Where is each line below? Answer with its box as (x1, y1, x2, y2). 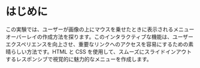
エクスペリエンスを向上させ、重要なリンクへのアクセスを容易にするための (5, 41, 189, 48)
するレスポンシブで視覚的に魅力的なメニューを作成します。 (5, 55, 152, 63)
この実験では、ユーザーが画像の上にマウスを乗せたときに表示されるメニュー (5, 26, 195, 33)
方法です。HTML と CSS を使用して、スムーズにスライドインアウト (26, 48, 192, 55)
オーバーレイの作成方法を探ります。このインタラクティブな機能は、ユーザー (5, 33, 194, 40)
